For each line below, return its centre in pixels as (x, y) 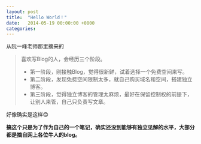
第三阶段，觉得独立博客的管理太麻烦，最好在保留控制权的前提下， (111, 94)
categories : (21, 28)
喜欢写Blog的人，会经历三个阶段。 (63, 59)
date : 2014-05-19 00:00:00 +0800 (51, 23)
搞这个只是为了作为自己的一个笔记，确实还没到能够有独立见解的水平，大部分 (100, 127)
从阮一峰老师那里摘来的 (35, 46)
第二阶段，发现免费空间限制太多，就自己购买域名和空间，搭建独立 (111, 79)
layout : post (22, 12)
